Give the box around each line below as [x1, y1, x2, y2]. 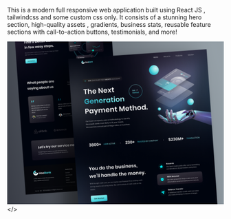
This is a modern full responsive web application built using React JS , [7, 6, 206, 14]
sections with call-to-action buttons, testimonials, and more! [7, 28, 177, 36]
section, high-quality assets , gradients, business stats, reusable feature [7, 21, 212, 28]
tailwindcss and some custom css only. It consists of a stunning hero [7, 13, 202, 21]
